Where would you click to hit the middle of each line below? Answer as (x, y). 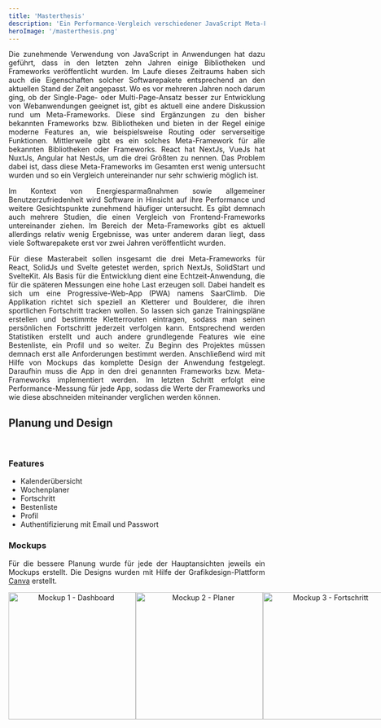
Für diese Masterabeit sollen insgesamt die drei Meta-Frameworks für (137, 259)
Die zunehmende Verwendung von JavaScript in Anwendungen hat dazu (137, 55)
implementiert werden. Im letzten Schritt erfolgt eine (161, 380)
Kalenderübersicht (51, 481)
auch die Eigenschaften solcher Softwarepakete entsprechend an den (137, 80)
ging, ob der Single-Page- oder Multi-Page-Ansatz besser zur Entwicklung (137, 98)
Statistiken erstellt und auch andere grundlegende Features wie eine (137, 337)
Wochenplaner (45, 490)
